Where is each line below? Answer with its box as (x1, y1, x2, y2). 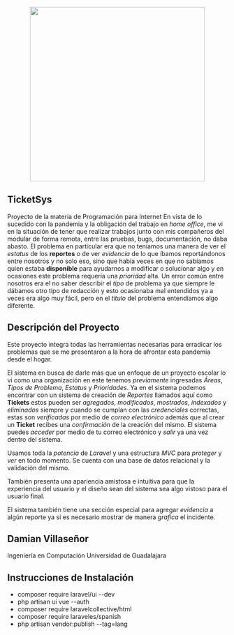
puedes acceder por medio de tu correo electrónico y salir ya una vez (7, 428, 209, 436)
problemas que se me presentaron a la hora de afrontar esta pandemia (7, 348, 211, 356)
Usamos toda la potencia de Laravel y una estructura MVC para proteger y (7, 449, 222, 457)
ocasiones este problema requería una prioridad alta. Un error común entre (7, 271, 224, 280)
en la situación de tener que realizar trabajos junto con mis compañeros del (7, 227, 224, 235)
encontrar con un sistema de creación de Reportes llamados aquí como (7, 391, 213, 399)
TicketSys (7, 194, 52, 206)
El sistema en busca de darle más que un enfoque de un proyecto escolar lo (7, 368, 226, 377)
